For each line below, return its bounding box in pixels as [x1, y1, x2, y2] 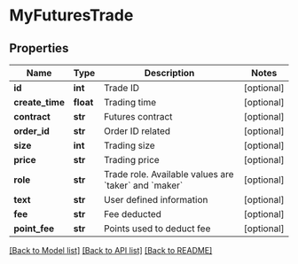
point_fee [13, 222, 55, 235]
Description [144, 67, 195, 79]
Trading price [103, 154, 160, 166]
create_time [13, 97, 65, 108]
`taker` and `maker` [103, 179, 184, 191]
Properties [9, 41, 69, 56]
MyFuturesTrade [9, 5, 134, 26]
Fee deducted [103, 208, 162, 220]
